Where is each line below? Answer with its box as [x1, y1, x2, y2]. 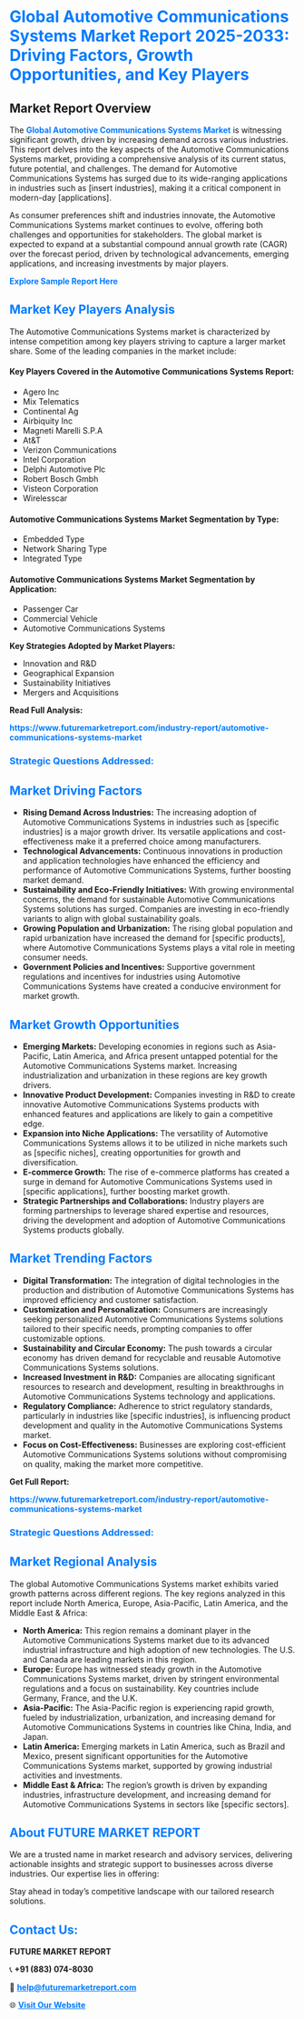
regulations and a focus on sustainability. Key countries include [22, 1683, 260, 1694]
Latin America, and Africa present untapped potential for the [53, 1050, 279, 1061]
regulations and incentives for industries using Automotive [22, 971, 241, 983]
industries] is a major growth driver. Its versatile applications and [22, 826, 265, 837]
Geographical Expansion [22, 668, 115, 679]
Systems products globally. [22, 1224, 124, 1235]
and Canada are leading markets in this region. [22, 1654, 198, 1664]
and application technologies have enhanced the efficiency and [22, 855, 260, 866]
